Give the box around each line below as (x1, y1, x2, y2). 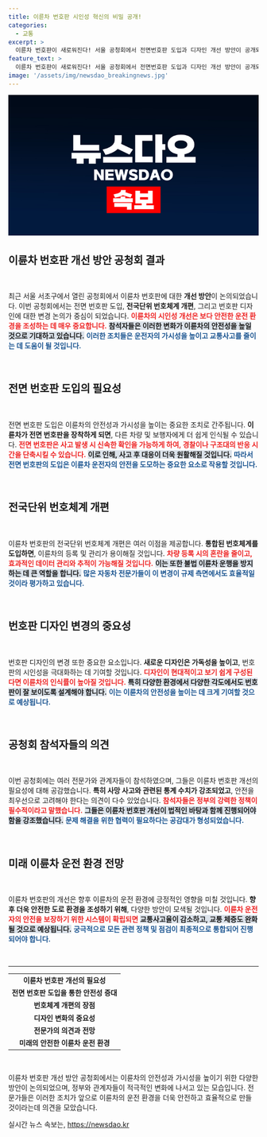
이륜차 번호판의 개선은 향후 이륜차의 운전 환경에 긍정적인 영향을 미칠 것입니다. (8, 894, 248, 904)
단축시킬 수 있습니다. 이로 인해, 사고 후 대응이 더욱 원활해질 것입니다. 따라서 (22, 449, 253, 459)
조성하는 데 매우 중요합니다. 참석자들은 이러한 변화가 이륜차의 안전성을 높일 (22, 321, 252, 331)
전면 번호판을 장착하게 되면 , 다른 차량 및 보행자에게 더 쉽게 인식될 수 (29, 429, 238, 439)
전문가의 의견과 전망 (33, 1026, 95, 1035)
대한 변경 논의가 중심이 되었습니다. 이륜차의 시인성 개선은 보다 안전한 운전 (22, 311, 249, 321)
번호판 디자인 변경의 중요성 (8, 619, 131, 633)
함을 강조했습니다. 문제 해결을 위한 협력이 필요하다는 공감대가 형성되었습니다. (8, 816, 245, 825)
